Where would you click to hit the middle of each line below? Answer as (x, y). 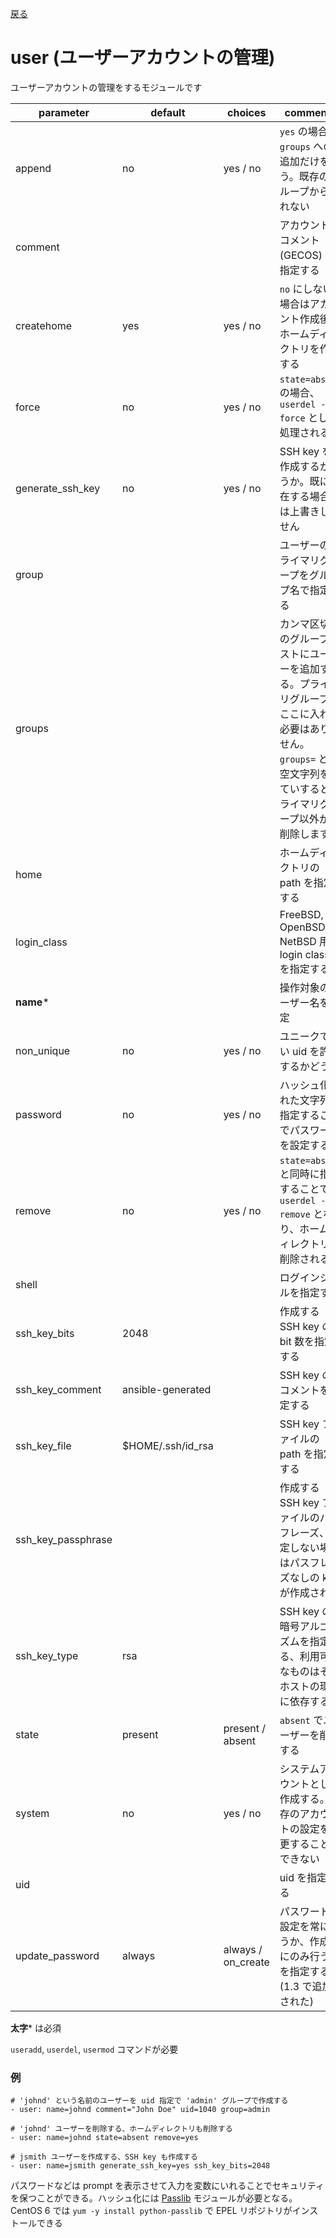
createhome (44, 325)
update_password (57, 1955)
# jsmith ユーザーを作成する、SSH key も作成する (104, 2157)
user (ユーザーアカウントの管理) (143, 58)
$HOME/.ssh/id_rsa (168, 1445)
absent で (301, 1720)
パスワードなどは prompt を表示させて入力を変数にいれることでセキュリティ (167, 2186)
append (33, 168)
